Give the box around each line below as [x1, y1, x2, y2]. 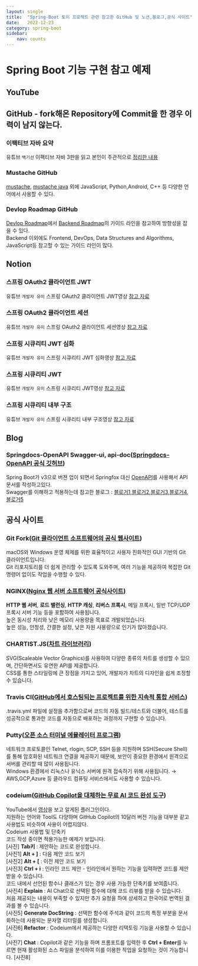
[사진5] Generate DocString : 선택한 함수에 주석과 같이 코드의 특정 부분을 [6, 909, 177, 916]
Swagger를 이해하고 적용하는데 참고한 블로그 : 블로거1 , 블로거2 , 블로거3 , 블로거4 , [6, 489, 189, 496]
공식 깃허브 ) [33, 459, 65, 467]
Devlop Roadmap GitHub [6, 205, 78, 213]
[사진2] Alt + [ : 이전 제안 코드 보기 [6, 857, 87, 864]
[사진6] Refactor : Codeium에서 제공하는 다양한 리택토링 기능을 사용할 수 [6, 924, 176, 931]
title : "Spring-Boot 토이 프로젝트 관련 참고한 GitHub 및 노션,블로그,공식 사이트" [6, 14, 193, 20]
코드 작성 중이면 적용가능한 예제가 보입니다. [6, 835, 105, 843]
